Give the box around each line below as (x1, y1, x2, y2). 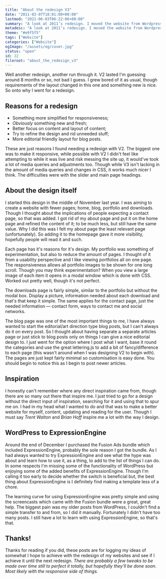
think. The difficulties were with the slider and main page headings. (5, 172, 142, 178)
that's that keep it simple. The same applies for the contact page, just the (5, 298, 154, 304)
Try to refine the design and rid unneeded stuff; (12, 131, 110, 137)
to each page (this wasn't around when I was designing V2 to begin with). (5, 349, 155, 355)
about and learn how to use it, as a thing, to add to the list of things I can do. (5, 457, 160, 463)
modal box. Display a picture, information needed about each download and (5, 292, 160, 298)
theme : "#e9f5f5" (5, 30, 41, 35)
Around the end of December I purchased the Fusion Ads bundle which (5, 442, 150, 448)
